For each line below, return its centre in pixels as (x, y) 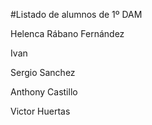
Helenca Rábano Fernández (67, 33)
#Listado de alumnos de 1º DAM (76, 14)
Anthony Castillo (44, 92)
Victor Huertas (40, 111)
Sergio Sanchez (43, 72)
